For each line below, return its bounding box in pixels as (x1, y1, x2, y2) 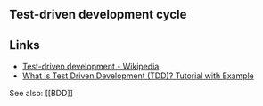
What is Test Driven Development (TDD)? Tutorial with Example (21, 70, 254, 81)
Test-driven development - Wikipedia (21, 61, 160, 72)
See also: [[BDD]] (9, 88, 74, 99)
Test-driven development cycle (9, 7, 187, 22)
